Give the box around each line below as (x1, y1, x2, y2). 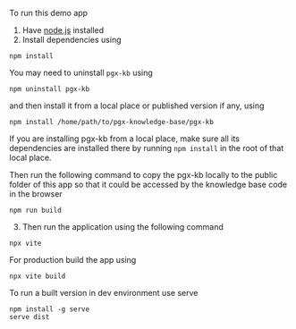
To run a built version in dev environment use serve (9, 288, 199, 298)
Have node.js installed (21, 25, 105, 35)
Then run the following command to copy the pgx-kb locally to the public (9, 170, 278, 180)
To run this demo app (9, 8, 88, 18)
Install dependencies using (21, 35, 122, 45)
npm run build (9, 206, 63, 215)
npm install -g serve (9, 305, 90, 314)
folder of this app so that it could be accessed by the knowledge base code (9, 179, 288, 190)
